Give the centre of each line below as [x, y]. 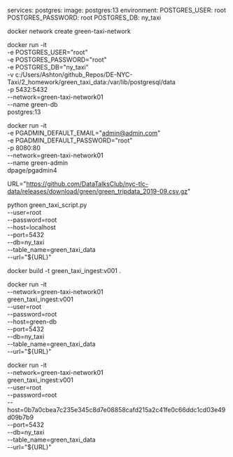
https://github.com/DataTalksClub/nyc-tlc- [87, 184]
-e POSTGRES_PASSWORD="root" [57, 60]
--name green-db [33, 104]
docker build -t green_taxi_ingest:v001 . [64, 271]
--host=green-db [32, 322]
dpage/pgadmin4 [32, 170]
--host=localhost [31, 227]
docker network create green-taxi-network [69, 31]
